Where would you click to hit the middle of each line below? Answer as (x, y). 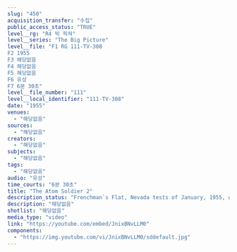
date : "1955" (26, 106)
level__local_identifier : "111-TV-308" (66, 100)
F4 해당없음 (22, 66)
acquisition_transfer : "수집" (50, 20)
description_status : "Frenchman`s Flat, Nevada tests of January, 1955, (116, 198)
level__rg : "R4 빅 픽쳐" (42, 34)
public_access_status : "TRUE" (52, 27)
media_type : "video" (38, 217)
